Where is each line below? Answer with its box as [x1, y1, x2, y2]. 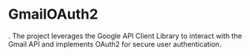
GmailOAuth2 [8, 5, 99, 23]
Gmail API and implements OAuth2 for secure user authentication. [8, 39, 222, 48]
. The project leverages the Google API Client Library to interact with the [8, 31, 242, 40]
